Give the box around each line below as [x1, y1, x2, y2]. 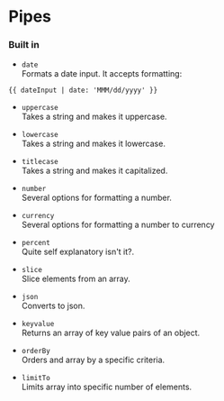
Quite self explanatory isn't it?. [21, 246, 135, 258]
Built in [8, 39, 40, 51]
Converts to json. [21, 300, 85, 312]
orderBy [21, 347, 50, 356]
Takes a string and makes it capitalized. [21, 165, 168, 177]
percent [21, 239, 50, 248]
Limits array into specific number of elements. [21, 381, 193, 393]
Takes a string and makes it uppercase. [21, 111, 167, 123]
